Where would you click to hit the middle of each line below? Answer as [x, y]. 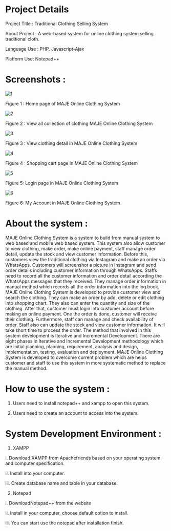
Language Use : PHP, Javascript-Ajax [45, 49]
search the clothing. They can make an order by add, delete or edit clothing [85, 298]
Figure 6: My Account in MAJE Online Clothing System [63, 203]
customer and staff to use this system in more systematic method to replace [85, 363]
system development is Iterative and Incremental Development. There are [83, 335]
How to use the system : [58, 389]
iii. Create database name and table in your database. [61, 483]
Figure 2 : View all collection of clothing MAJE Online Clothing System [79, 123]
